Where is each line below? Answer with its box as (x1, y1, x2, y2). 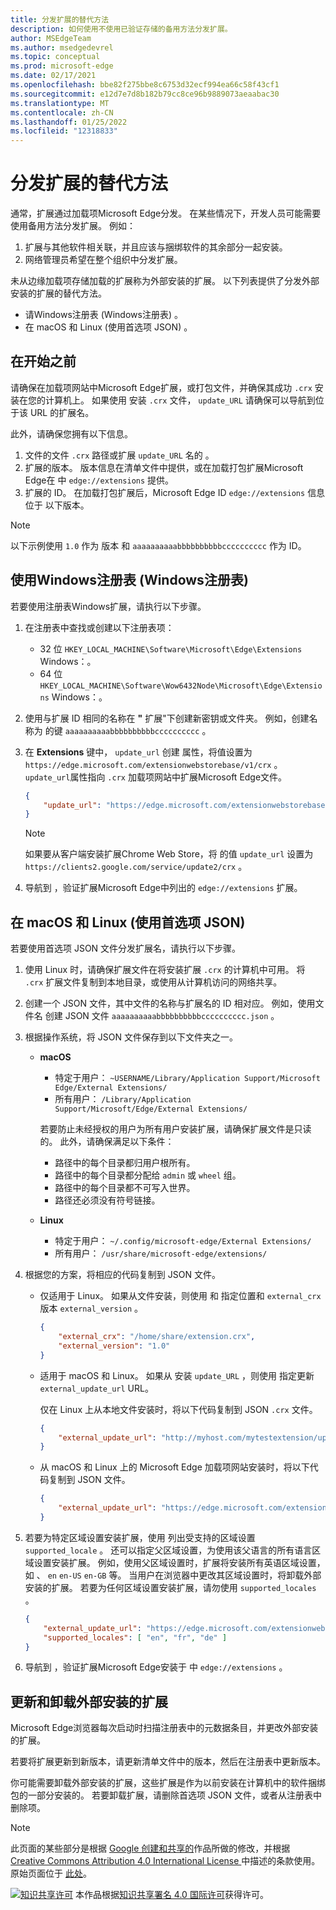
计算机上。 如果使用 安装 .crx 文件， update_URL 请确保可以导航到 (44, 394, 316, 406)
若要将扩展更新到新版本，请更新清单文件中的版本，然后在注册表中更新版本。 (10, 1756, 326, 1768)
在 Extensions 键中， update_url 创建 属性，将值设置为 (24, 746, 253, 758)
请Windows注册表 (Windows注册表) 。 (24, 309, 183, 321)
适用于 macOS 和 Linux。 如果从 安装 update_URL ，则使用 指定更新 (39, 1369, 315, 1381)
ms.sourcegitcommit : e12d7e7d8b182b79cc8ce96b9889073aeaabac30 (10, 89, 280, 99)
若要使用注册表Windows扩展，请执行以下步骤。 (10, 600, 207, 612)
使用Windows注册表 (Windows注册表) (10, 572, 249, 589)
